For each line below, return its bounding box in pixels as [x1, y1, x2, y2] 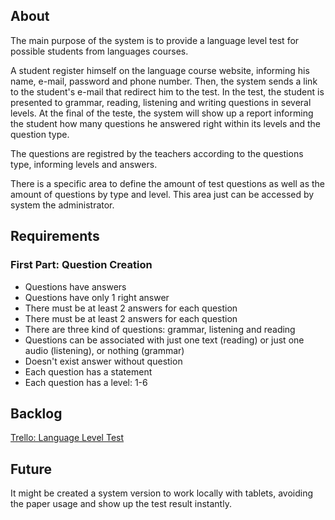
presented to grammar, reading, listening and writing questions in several [10, 96, 312, 108]
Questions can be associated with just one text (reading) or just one [24, 334, 305, 346]
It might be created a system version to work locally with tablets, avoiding [10, 487, 314, 499]
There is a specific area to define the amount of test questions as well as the [10, 177, 326, 189]
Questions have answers [24, 280, 127, 293]
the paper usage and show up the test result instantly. [10, 498, 232, 510]
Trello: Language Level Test [10, 432, 125, 444]
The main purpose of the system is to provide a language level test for [10, 34, 300, 46]
